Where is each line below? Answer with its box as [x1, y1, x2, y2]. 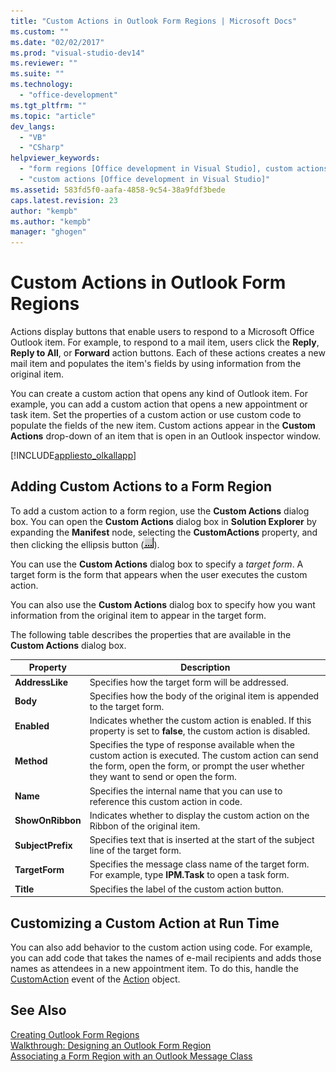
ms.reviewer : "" [10, 58, 78, 69]
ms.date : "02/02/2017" [10, 37, 105, 47]
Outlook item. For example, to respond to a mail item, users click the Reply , [10, 336, 320, 349]
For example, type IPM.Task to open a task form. [89, 869, 290, 881]
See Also [10, 1002, 67, 1019]
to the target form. [89, 700, 165, 712]
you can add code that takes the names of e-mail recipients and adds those [10, 951, 322, 964]
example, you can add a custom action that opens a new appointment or [10, 398, 308, 410]
